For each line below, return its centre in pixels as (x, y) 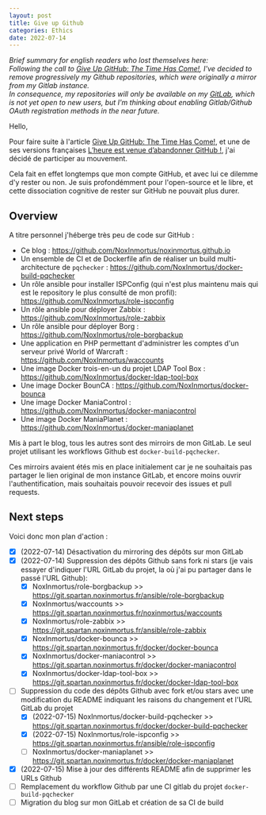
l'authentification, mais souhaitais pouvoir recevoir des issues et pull (120, 484)
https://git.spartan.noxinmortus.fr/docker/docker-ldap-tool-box (135, 682)
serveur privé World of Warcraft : (74, 352)
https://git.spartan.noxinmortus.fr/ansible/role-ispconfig (123, 743)
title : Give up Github (46, 23)
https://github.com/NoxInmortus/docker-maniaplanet (107, 428)
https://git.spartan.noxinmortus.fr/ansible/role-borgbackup (128, 596)
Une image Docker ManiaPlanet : (74, 419)
